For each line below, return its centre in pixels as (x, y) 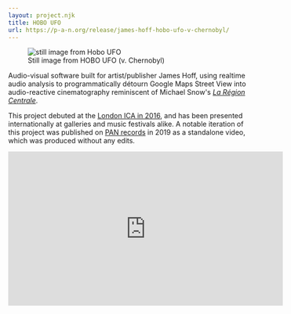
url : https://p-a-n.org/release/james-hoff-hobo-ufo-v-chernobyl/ (119, 30)
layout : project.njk (42, 15)
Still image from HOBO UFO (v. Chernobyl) (96, 60)
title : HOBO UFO (35, 23)
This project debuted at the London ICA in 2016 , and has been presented (125, 116)
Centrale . (23, 101)
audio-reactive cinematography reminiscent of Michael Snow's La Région (127, 92)
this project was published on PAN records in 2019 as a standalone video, (127, 132)
